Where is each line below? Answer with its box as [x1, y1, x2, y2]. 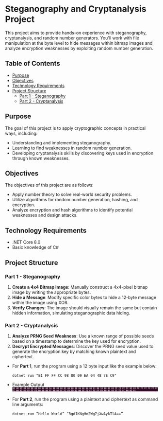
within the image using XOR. [12, 299, 69, 305]
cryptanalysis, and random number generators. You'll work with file [5, 35, 140, 41]
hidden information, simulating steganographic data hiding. [12, 310, 130, 316]
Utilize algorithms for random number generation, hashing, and [12, 197, 138, 203]
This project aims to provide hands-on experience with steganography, [5, 30, 147, 35]
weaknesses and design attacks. [12, 212, 78, 218]
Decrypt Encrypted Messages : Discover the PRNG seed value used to [12, 344, 154, 350]
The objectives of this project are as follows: [5, 182, 94, 188]
